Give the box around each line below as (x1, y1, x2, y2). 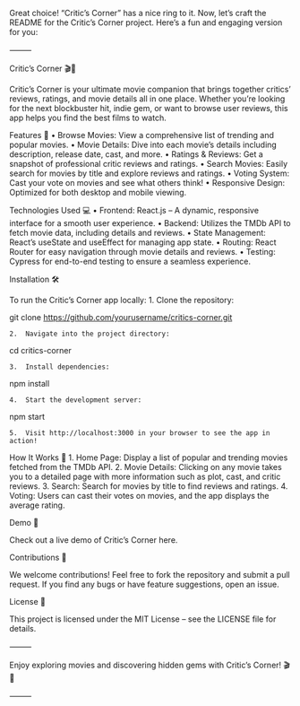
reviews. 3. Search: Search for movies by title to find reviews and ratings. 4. (9, 481, 288, 492)
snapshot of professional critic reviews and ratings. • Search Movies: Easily (9, 159, 288, 169)
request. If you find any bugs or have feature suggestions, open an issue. (9, 579, 279, 589)
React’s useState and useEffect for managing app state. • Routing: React (9, 237, 277, 248)
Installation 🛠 (9, 274, 60, 284)
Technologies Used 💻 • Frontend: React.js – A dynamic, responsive (9, 205, 260, 215)
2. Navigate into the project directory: (9, 329, 170, 338)
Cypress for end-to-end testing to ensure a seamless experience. (9, 256, 251, 266)
